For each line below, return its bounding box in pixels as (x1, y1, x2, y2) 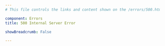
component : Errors (5, 16, 43, 21)
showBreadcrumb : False (5, 29, 52, 34)
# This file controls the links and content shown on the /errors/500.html (5, 7, 164, 12)
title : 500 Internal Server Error (5, 21, 76, 25)
